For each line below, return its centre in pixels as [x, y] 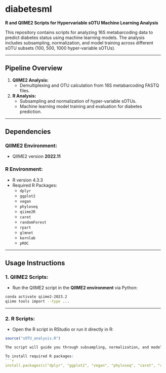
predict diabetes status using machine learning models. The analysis [75, 37]
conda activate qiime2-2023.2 [36, 297]
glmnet [26, 233]
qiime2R [27, 212]
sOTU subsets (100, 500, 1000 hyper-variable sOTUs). [60, 48]
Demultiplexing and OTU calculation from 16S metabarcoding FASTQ [89, 85]
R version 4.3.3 [28, 180]
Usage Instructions [35, 263]
